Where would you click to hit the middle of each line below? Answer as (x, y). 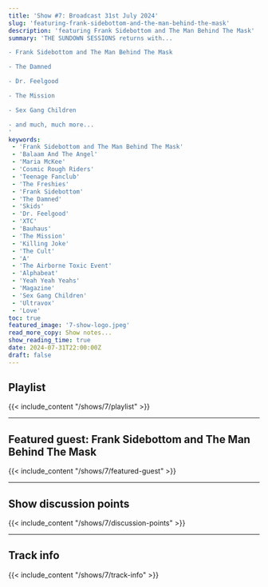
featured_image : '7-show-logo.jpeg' (69, 325)
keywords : (25, 140)
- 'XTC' (24, 222)
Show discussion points (69, 503)
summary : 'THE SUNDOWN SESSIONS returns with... (91, 38)
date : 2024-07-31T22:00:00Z (55, 348)
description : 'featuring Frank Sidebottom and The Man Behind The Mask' (132, 30)
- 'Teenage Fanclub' (46, 177)
